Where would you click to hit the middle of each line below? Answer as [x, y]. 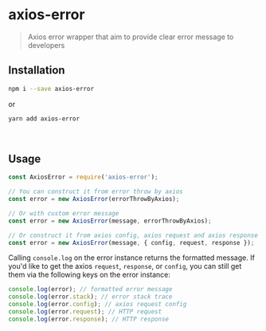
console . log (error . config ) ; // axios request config [98, 305]
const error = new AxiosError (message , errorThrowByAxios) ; [110, 221]
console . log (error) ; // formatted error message [90, 290]
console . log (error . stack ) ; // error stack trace [90, 297]
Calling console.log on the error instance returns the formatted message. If [131, 258]
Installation [37, 71]
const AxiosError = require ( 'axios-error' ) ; [83, 177]
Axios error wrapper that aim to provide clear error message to [131, 37]
